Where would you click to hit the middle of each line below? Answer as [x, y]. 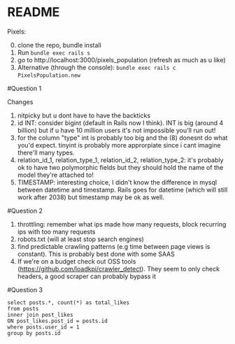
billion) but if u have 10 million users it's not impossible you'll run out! [116, 130]
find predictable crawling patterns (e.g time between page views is [114, 246]
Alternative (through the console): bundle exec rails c [97, 67]
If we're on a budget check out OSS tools [77, 261]
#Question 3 [25, 289]
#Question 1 [24, 88]
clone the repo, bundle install [59, 45]
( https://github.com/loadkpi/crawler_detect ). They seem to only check [119, 268]
